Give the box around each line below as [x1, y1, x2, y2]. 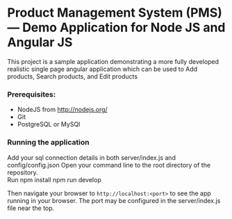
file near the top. [7, 204, 55, 212]
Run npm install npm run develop [7, 175, 102, 184]
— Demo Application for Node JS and [7, 19, 226, 35]
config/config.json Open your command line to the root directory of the [7, 161, 210, 169]
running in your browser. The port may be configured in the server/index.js [7, 196, 221, 204]
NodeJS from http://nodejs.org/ [17, 106, 108, 114]
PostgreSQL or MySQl [17, 120, 81, 129]
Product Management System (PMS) [7, 5, 222, 21]
